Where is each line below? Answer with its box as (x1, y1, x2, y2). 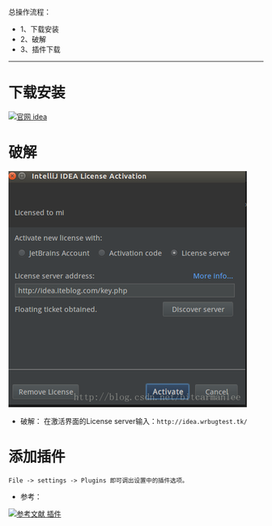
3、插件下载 (19, 45, 61, 54)
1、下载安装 (19, 24, 59, 34)
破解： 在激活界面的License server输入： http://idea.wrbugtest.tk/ (19, 416, 249, 426)
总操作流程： (8, 7, 51, 16)
